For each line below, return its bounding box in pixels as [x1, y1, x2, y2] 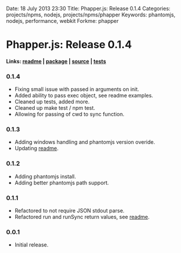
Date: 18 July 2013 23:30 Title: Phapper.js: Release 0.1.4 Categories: [6, 5, 170, 12]
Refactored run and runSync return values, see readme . [14, 213, 150, 220]
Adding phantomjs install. [14, 173, 76, 180]
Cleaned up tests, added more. [14, 98, 90, 105]
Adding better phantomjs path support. [14, 179, 109, 186]
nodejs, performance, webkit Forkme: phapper [6, 18, 119, 24]
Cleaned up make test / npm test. [14, 104, 96, 112]
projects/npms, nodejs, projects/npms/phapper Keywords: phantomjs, [6, 11, 176, 18]
